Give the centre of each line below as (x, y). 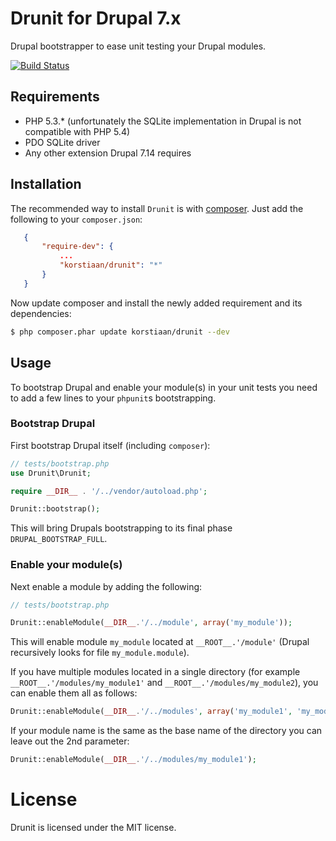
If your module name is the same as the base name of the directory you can (166, 731)
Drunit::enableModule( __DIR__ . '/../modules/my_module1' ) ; (133, 760)
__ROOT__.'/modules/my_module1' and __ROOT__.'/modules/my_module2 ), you (164, 683)
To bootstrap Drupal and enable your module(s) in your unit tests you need (164, 387)
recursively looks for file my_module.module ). (100, 653)
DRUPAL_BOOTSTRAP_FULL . (59, 539)
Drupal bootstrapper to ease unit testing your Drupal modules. (138, 46)
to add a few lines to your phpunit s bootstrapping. (113, 398)
